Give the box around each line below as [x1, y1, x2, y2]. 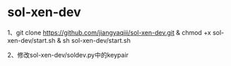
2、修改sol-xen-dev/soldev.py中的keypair [7, 51, 129, 59]
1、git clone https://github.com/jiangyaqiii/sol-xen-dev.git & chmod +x [7, 28, 211, 37]
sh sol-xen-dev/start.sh [62, 36, 131, 44]
